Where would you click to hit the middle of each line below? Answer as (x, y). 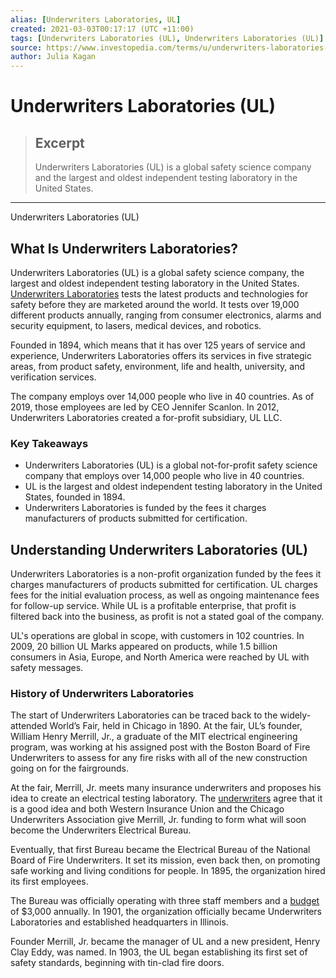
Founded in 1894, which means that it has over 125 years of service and (158, 345)
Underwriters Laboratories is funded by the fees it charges (145, 508)
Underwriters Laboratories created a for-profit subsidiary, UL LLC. (146, 417)
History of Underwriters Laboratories (102, 693)
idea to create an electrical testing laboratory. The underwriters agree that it (166, 798)
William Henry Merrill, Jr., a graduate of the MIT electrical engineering (154, 737)
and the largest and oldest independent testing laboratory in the (166, 178)
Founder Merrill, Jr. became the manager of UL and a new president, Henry (165, 942)
